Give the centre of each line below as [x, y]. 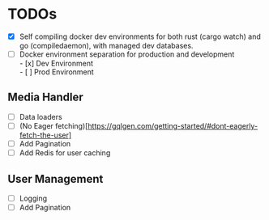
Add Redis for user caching [65, 153]
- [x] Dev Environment [56, 63]
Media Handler [46, 97]
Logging [33, 198]
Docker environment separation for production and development [127, 54]
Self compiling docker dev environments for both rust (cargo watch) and [140, 36]
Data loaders [41, 116]
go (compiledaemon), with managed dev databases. [106, 46]
